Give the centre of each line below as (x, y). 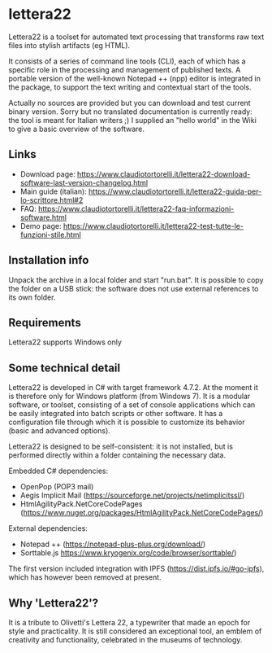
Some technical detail (64, 368)
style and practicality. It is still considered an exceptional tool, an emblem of (135, 631)
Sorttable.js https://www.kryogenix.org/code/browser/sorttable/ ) (128, 553)
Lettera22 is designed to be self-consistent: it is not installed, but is (121, 447)
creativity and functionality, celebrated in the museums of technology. (125, 640)
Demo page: (41, 226)
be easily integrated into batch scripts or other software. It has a (116, 414)
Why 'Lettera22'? (54, 603)
